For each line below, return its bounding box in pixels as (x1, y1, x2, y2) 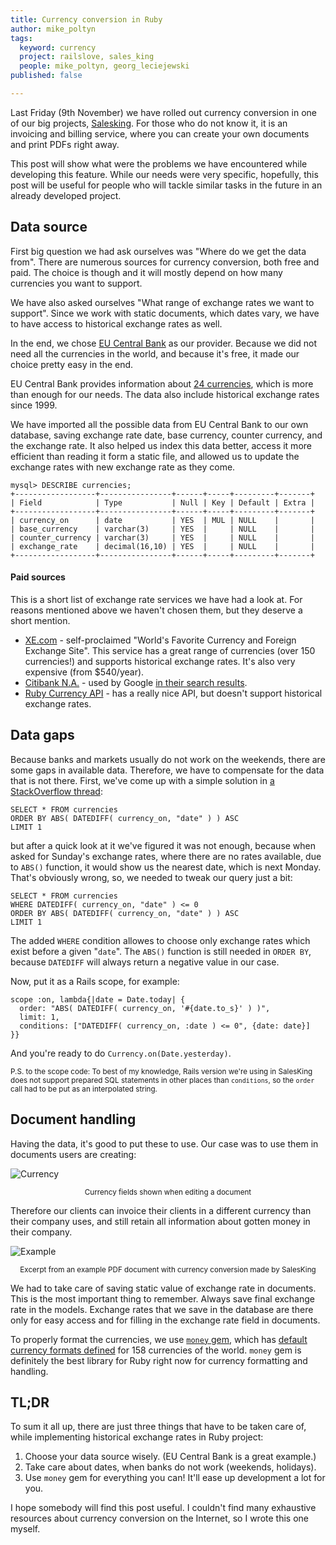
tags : (10, 33, 33, 43)
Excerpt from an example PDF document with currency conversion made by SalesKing (19, 1264, 317, 1275)
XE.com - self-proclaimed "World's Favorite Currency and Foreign (24, 634, 297, 646)
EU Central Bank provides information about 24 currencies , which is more (10, 377, 314, 390)
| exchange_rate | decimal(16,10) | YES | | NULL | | (10, 541, 315, 551)
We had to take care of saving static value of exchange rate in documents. (10, 1282, 317, 1294)
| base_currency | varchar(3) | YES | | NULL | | (10, 524, 315, 534)
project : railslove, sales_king (19, 52, 155, 62)
